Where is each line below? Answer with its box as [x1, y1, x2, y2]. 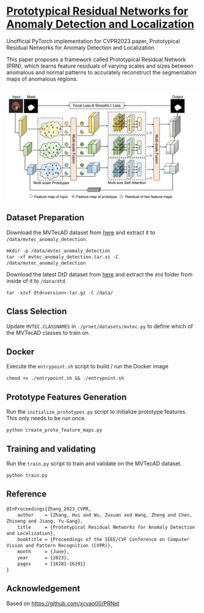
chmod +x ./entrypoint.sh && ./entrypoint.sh [6, 375, 124, 382]
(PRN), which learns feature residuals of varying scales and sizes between [6, 62, 194, 70]
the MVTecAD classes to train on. [6, 329, 90, 336]
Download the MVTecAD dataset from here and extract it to [6, 229, 156, 236]
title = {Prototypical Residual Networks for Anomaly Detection [17, 524, 195, 530]
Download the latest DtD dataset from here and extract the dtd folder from [6, 270, 193, 278]
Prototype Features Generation [6, 392, 127, 402]
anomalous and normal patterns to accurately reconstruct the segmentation [6, 68, 197, 76]
